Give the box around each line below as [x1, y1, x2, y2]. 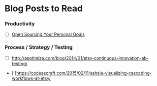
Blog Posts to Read [4, 3, 83, 14]
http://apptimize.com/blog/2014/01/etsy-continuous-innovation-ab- [11, 55, 149, 61]
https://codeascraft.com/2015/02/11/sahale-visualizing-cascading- [16, 70, 152, 76]
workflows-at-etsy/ [11, 75, 51, 81]
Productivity [4, 21, 35, 27]
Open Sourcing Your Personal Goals [11, 31, 85, 37]
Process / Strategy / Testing [4, 44, 73, 51]
